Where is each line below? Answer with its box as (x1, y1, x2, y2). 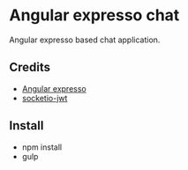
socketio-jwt (21, 92, 68, 103)
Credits (9, 60, 51, 75)
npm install (21, 142, 63, 152)
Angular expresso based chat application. (9, 34, 161, 45)
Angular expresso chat (9, 5, 180, 26)
